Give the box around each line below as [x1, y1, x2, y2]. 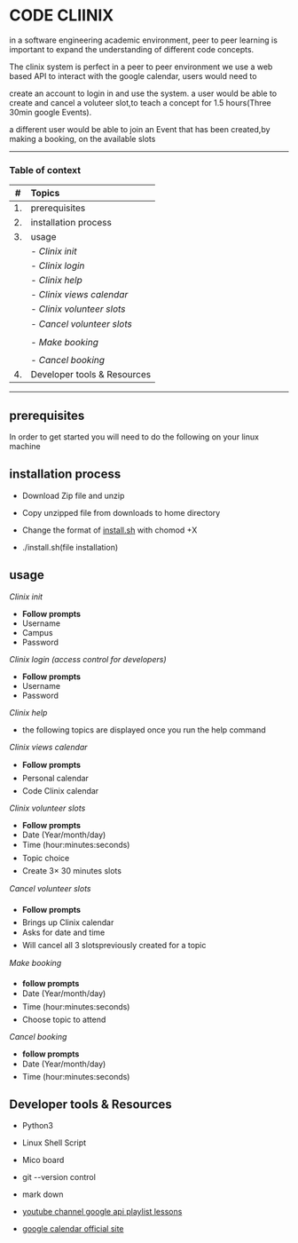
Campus [21, 627, 53, 637]
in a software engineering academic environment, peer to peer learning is [9, 35, 278, 45]
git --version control [21, 1172, 96, 1183]
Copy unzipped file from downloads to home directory [21, 507, 221, 518]
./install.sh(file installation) [21, 542, 119, 552]
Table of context [9, 163, 82, 176]
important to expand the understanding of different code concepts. [9, 44, 255, 54]
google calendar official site [21, 1223, 124, 1234]
